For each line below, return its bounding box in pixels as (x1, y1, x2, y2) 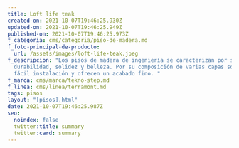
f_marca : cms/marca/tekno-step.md (7, 76, 110, 84)
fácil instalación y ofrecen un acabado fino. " (14, 70, 161, 77)
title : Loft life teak (7, 10, 75, 18)
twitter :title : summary (14, 122, 84, 130)
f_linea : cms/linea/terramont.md (7, 83, 107, 90)
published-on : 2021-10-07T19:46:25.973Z (7, 30, 129, 38)
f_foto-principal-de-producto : (7, 43, 100, 51)
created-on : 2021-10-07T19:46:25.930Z (7, 17, 122, 24)
